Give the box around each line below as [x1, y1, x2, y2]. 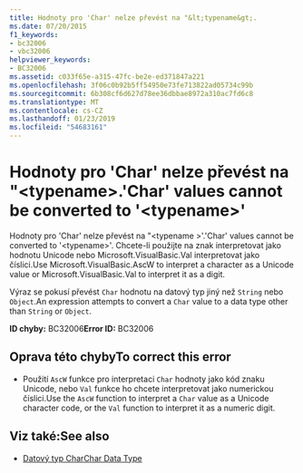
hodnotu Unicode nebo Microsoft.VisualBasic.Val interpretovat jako [9, 249, 260, 260]
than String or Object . [9, 305, 93, 316]
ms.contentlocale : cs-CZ [9, 106, 103, 115]
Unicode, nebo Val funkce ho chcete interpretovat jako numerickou [22, 382, 274, 394]
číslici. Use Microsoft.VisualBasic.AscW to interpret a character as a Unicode [9, 259, 295, 270]
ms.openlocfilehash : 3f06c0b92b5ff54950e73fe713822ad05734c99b [9, 81, 254, 90]
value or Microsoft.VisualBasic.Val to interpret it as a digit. [9, 268, 225, 279]
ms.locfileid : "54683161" [9, 123, 107, 132]
